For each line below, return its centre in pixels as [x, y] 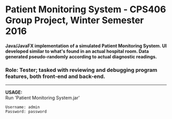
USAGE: [14, 92]
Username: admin [23, 107]
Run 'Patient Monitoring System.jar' [43, 98]
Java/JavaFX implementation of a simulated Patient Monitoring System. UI [86, 46]
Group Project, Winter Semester [75, 20]
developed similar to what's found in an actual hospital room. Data [77, 51]
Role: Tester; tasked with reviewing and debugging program [81, 70]
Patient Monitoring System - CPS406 [86, 9]
